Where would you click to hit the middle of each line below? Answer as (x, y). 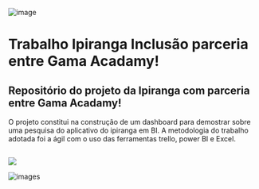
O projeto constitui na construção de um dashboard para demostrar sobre (129, 122)
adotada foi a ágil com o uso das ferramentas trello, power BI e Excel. (122, 139)
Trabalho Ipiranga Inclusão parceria (128, 44)
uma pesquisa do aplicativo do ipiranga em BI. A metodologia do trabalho (128, 130)
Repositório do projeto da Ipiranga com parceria (129, 90)
